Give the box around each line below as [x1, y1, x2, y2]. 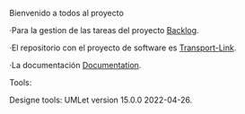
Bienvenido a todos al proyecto [9, 8, 124, 18]
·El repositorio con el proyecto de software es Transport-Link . [9, 42, 237, 53]
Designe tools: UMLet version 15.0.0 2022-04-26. [9, 94, 193, 105]
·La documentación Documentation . [9, 60, 142, 70]
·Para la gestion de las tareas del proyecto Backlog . [9, 25, 199, 35]
